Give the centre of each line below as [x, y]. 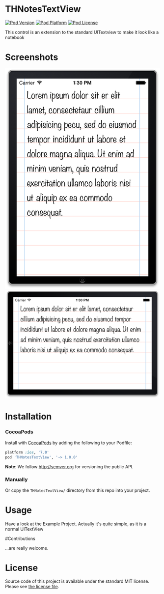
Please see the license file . [32, 587]
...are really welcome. [27, 548]
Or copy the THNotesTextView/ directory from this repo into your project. [78, 490]
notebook [15, 37]
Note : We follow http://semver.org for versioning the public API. [69, 467]
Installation [28, 417]
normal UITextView [24, 529]
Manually [16, 480]
